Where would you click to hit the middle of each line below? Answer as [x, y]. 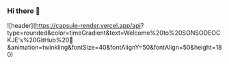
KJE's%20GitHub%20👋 [40, 40]
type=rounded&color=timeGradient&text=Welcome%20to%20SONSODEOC [114, 33]
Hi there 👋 [24, 11]
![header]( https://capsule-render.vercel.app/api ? [76, 26]
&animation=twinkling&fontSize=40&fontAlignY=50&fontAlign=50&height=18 [114, 48]
